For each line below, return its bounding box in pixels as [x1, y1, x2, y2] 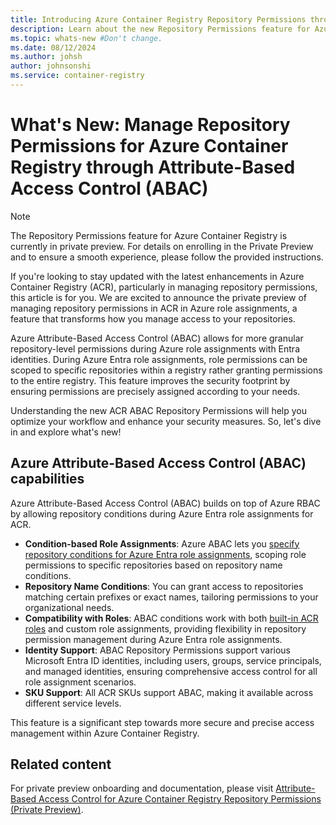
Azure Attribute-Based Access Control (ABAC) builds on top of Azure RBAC [10, 497, 321, 509]
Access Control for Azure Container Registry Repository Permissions [38, 793, 322, 805]
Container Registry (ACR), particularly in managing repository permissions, [10, 281, 318, 293]
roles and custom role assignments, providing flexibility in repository [24, 622, 307, 635]
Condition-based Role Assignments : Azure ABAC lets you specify [24, 537, 300, 550]
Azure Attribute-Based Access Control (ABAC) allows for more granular [10, 332, 304, 344]
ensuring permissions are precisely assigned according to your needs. [10, 385, 301, 397]
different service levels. [24, 697, 122, 709]
